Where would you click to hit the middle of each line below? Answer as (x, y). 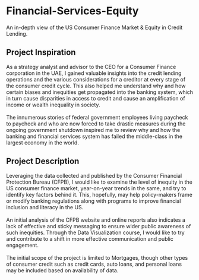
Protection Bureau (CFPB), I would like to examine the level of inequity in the (99, 182)
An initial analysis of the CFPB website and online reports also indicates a (96, 220)
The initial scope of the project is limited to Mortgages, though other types (97, 257)
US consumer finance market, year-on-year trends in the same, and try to (96, 188)
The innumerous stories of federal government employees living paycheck (97, 117)
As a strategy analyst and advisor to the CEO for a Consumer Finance (91, 67)
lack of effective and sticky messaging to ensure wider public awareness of (99, 226)
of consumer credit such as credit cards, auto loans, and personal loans (94, 264)
